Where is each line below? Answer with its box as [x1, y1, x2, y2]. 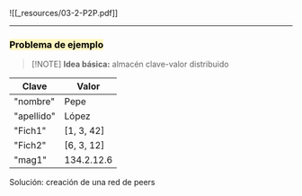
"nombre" [13, 95, 56, 108]
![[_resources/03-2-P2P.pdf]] [9, 8, 119, 18]
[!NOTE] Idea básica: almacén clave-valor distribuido [31, 58, 229, 70]
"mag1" [13, 154, 48, 166]
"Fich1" [13, 125, 47, 138]
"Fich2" [13, 139, 47, 152]
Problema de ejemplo [9, 38, 104, 50]
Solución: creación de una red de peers [9, 177, 155, 188]
